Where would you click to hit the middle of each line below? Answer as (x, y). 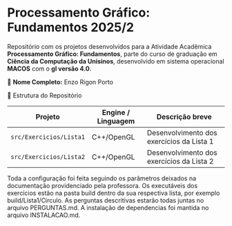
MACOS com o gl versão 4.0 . (49, 68)
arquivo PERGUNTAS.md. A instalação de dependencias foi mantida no (108, 207)
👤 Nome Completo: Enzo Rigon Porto (60, 82)
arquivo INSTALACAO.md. (44, 215)
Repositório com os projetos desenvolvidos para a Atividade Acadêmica (109, 46)
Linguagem (116, 121)
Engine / (116, 112)
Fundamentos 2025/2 (71, 27)
